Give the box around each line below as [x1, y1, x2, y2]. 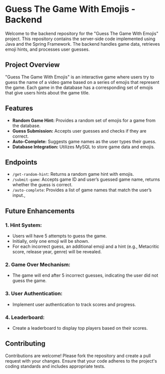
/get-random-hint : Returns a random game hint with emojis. [12, 171, 134, 177]
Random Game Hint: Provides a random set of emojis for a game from [12, 117, 156, 123]
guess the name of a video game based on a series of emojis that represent [5, 79, 160, 85]
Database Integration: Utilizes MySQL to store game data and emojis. [12, 144, 155, 150]
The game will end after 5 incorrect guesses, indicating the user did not [12, 272, 159, 279]
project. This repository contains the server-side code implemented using [5, 36, 156, 42]
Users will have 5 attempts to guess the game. [12, 233, 107, 239]
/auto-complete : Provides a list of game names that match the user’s [12, 187, 152, 193]
